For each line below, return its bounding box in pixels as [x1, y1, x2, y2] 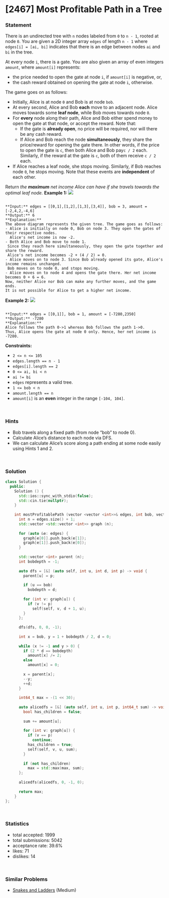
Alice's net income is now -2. [10, 235, 75, 240]
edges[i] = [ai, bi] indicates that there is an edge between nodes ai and [5, 44, 160, 50]
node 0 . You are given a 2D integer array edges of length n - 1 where [5, 38, 148, 44]
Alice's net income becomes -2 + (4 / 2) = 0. [7, 253, 107, 258]
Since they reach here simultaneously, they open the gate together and [7, 244, 163, 249]
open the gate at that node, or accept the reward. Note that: [12, 120, 137, 127]
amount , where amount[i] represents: [5, 64, 81, 70]
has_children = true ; [27, 742, 73, 747]
